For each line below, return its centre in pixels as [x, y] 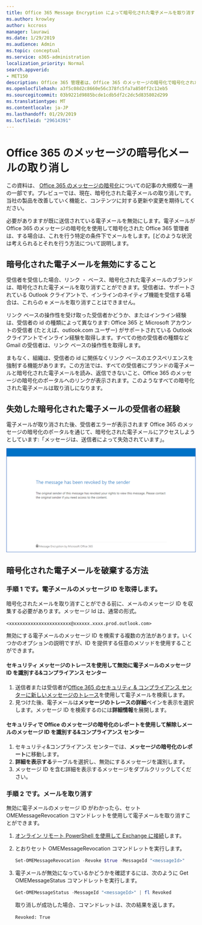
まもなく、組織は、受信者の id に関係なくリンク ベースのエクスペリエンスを [100, 358]
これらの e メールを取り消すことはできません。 [80, 302]
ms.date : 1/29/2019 [31, 38]
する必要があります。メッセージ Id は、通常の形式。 [75, 611]
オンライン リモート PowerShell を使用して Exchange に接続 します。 [100, 836]
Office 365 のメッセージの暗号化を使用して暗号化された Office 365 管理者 [98, 228]
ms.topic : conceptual [33, 51]
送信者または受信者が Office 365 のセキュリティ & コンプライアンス [97, 687]
